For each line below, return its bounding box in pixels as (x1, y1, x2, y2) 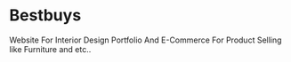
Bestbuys (9, 5, 82, 26)
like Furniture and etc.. (9, 43, 92, 54)
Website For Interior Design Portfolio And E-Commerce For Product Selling (9, 35, 282, 45)
